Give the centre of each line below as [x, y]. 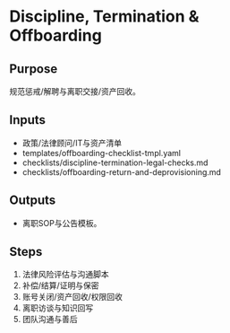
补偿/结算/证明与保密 [60, 285]
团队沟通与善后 [50, 320]
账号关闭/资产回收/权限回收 [72, 297]
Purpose [34, 69]
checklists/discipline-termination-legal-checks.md [115, 162]
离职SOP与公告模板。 [62, 223]
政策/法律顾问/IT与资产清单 [72, 143]
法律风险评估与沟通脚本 [65, 275]
